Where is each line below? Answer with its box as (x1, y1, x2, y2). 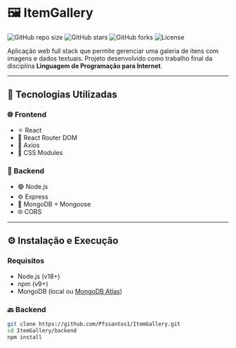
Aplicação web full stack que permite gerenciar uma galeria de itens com (7, 46, 219, 55)
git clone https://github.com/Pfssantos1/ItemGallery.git (7, 321, 181, 328)
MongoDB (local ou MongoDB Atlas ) (17, 287, 123, 295)
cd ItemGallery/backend (7, 327, 77, 334)
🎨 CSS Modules (17, 148, 63, 156)
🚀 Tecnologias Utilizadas (7, 89, 117, 101)
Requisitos (7, 256, 44, 266)
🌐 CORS (17, 207, 42, 216)
